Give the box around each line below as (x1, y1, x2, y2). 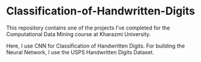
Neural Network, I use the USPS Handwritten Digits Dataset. (6, 48, 155, 55)
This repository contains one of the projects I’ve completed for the (6, 24, 170, 31)
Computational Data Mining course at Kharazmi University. (6, 30, 151, 37)
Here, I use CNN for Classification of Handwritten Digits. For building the (6, 42, 185, 49)
